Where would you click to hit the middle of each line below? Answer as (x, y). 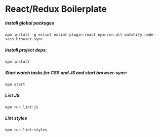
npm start (15, 84)
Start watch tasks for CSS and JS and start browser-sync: (66, 73)
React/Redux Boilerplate (56, 9)
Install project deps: (26, 50)
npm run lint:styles (26, 130)
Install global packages (30, 23)
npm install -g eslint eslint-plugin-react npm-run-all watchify (74, 35)
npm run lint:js (22, 107)
